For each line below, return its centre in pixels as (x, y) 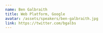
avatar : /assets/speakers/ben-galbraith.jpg (52, 18)
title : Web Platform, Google (35, 14)
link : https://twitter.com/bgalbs (41, 23)
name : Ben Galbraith (26, 9)
